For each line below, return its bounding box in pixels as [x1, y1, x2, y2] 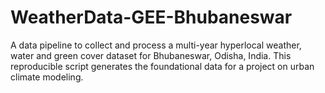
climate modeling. [10, 71, 84, 83]
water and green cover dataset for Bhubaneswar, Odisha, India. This [10, 49, 292, 61]
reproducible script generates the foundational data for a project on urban [10, 60, 315, 72]
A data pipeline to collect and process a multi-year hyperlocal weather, [10, 39, 302, 51]
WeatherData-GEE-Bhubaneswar [10, 6, 293, 29]
